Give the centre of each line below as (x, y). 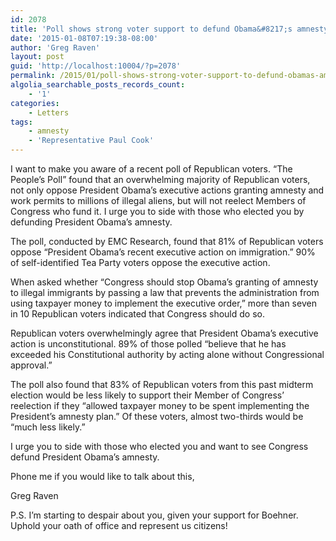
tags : (21, 122)
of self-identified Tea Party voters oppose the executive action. (140, 262)
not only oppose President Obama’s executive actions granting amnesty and (167, 190)
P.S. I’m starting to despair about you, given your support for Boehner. (154, 515)
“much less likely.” (48, 427)
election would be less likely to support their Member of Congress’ (147, 395)
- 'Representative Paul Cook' (91, 141)
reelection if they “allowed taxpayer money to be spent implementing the (160, 405)
